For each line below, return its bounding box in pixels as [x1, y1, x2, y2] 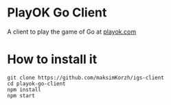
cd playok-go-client [7, 80, 67, 87]
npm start [7, 92, 36, 99]
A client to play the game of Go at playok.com [7, 27, 136, 36]
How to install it [7, 51, 98, 67]
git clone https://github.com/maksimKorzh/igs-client [7, 74, 165, 81]
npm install [7, 86, 41, 93]
